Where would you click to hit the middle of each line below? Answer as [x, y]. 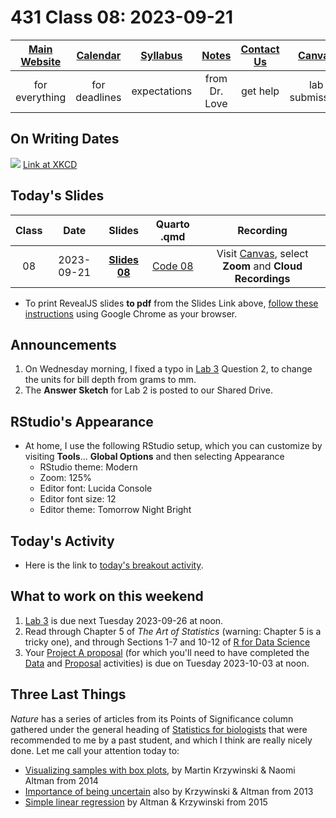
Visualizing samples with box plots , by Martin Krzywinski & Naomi [160, 770]
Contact [260, 49]
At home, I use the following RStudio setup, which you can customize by [173, 446]
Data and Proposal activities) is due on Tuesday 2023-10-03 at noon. [167, 663]
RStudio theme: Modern [88, 467]
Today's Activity [62, 541]
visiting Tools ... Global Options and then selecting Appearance [154, 457]
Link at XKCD [50, 164]
